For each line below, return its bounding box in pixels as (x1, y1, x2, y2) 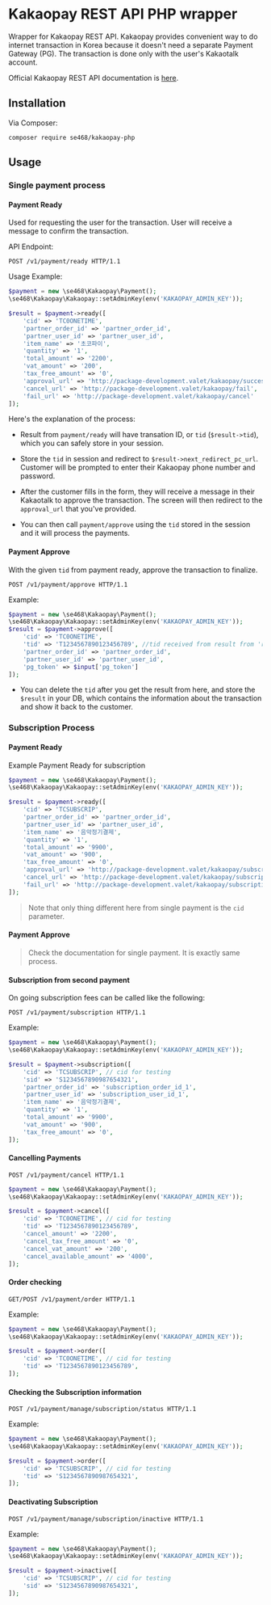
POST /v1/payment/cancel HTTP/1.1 (8, 1171, 125, 1179)
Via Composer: (8, 118, 58, 128)
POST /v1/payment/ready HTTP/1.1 (8, 258, 121, 266)
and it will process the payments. (19, 529, 131, 538)
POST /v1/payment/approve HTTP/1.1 (8, 580, 128, 588)
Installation (8, 96, 66, 110)
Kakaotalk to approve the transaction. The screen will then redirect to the (19, 495, 263, 505)
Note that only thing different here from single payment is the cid (27, 903, 244, 912)
